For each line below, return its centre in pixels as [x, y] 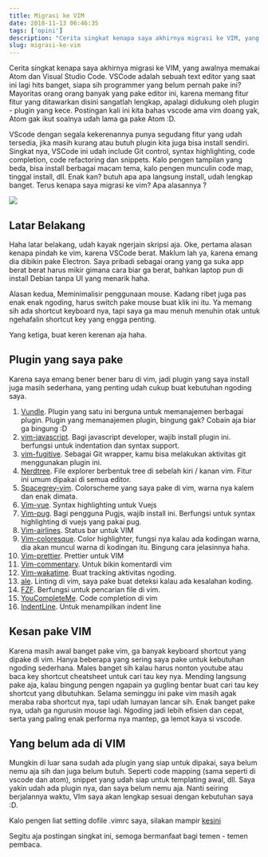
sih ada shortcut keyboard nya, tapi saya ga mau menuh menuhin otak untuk [134, 310]
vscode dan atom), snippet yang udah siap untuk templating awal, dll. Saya [132, 780]
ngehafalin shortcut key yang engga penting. [83, 319]
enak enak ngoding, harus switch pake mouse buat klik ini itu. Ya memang [130, 302]
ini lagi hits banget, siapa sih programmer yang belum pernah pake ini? [125, 85]
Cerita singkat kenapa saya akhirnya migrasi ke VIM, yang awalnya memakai [134, 68]
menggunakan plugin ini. [61, 462]
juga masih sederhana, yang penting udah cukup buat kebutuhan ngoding [130, 387]
